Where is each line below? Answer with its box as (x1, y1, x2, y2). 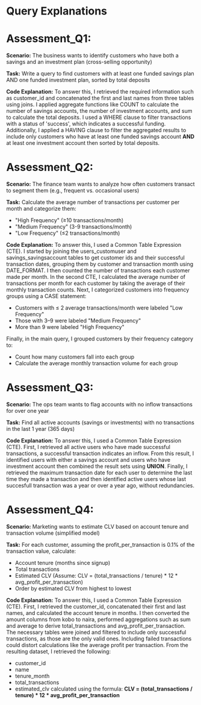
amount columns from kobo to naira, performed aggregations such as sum (6, 616, 191, 623)
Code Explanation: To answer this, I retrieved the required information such (6, 88, 194, 95)
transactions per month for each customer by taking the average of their (6, 279, 185, 287)
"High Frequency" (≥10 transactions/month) (14, 217, 124, 224)
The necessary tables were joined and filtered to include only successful (6, 628, 187, 636)
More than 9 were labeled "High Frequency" (14, 324, 125, 331)
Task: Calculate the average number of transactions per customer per (6, 199, 180, 206)
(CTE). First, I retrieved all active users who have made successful (6, 444, 170, 450)
